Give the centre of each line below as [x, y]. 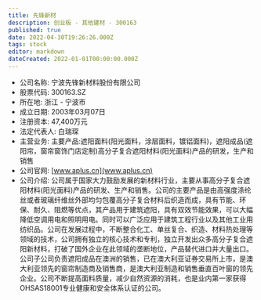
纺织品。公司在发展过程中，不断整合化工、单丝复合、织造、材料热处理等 [136, 229]
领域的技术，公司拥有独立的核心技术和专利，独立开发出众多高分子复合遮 [136, 239]
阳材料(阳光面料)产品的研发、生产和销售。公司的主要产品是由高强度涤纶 [136, 190]
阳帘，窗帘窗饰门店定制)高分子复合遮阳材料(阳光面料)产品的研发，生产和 [137, 150]
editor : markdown [36, 52]
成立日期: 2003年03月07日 [62, 111]
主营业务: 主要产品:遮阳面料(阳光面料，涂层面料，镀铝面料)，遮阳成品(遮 [136, 141]
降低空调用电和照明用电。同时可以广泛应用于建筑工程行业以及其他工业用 [136, 219]
